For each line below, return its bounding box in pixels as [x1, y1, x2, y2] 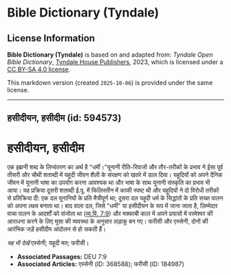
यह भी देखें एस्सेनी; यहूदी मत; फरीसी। [7, 239, 89, 247]
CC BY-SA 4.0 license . [7, 65, 71, 73]
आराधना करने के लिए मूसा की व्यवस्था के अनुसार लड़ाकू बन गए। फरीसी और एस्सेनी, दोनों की [7, 217, 208, 225]
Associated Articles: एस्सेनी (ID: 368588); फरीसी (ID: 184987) [16, 260, 184, 268]
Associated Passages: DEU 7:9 [16, 253, 107, 261]
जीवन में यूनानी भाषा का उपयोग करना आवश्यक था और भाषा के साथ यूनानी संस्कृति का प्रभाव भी [7, 179, 210, 187]
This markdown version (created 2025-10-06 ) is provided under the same [7, 79, 213, 87]
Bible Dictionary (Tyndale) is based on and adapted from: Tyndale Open [7, 50, 213, 59]
